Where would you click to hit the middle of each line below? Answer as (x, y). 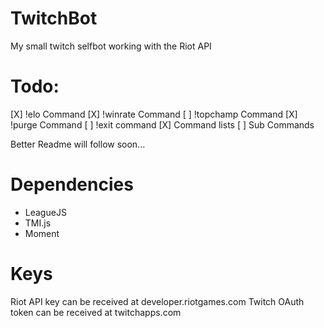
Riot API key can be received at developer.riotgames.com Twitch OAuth (157, 301)
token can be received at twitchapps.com (96, 312)
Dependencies (72, 184)
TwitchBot (54, 18)
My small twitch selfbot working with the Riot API (111, 46)
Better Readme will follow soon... (78, 144)
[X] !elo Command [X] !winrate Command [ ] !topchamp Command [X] (154, 114)
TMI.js (38, 223)
